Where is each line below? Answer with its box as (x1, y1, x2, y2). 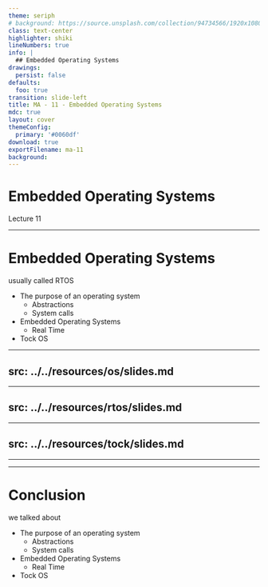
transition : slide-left (8, 94, 88, 102)
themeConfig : (8, 123, 52, 131)
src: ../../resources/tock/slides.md (8, 437, 184, 451)
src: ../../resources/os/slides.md (8, 365, 174, 378)
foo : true (15, 86, 48, 94)
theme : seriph (8, 11, 56, 20)
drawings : (8, 64, 41, 72)
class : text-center (8, 26, 73, 34)
